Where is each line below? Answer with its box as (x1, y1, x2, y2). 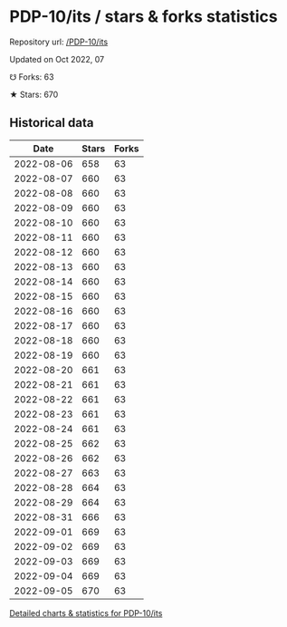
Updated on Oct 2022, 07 (9, 53, 105, 64)
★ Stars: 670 (9, 89, 59, 100)
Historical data (9, 115, 94, 130)
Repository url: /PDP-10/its (9, 36, 109, 47)
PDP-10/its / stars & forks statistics (9, 6, 278, 27)
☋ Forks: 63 (9, 71, 54, 82)
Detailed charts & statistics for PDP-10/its (9, 607, 163, 618)
